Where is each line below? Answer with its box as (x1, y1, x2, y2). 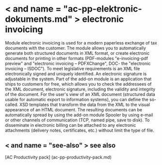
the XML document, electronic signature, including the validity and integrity (5, 86, 156, 92)
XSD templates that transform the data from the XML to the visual (19, 102, 150, 107)
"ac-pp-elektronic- (63, 3, 142, 15)
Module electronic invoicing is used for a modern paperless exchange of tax (5, 40, 158, 45)
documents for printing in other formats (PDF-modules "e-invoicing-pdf (5, 55, 148, 61)
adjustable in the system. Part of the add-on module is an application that (5, 76, 152, 82)
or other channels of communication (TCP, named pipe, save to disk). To (5, 117, 150, 123)
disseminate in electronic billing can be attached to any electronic (5, 122, 136, 128)
